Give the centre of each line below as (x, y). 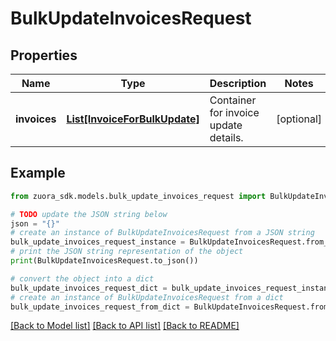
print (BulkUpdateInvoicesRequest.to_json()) (104, 261)
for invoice (234, 112)
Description (238, 83)
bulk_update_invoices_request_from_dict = (100, 307)
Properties (44, 55)
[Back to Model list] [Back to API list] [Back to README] (125, 326)
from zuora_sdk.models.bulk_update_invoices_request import (138, 196)
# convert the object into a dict (82, 278)
